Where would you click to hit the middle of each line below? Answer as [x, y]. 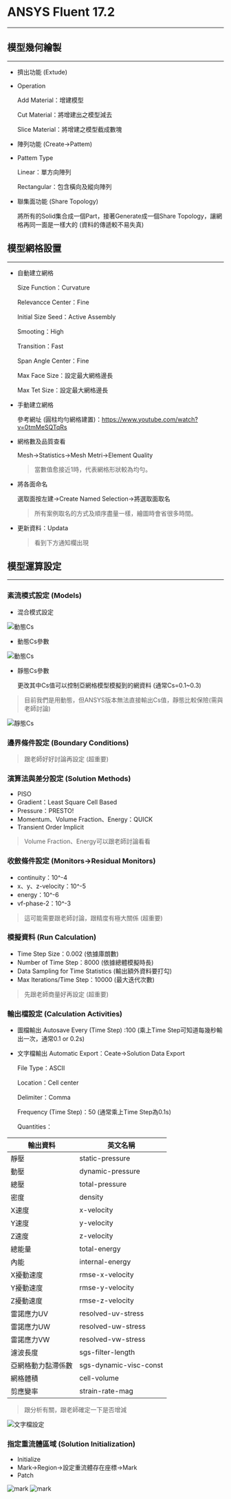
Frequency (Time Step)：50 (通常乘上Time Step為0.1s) [94, 1112]
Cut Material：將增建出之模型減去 [64, 114]
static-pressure [105, 1158]
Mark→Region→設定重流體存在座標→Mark [77, 1468]
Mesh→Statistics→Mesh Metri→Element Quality [85, 455]
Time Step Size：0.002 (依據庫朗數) [68, 954]
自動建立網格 [35, 272]
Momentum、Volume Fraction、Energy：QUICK [85, 819]
